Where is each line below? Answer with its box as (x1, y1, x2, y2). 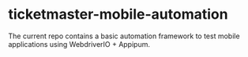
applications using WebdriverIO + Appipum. (8, 39, 150, 48)
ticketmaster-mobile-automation (8, 5, 228, 23)
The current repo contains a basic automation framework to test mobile (8, 31, 240, 41)
